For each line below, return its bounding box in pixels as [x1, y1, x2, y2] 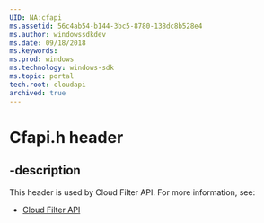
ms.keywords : [9, 47, 58, 56]
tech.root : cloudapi [9, 80, 87, 89]
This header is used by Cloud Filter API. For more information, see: [9, 186, 256, 198]
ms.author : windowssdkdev [9, 30, 106, 39]
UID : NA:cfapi [9, 13, 63, 22]
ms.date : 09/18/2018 [9, 38, 87, 48]
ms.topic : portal [9, 72, 75, 81]
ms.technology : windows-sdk [9, 64, 115, 73]
